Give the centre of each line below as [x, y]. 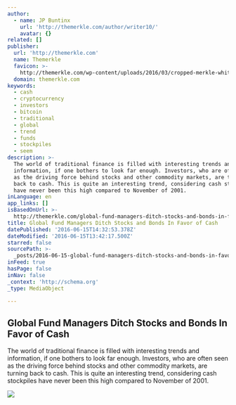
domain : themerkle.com [47, 79]
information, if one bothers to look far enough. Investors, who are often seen [118, 359]
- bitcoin [28, 112]
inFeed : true [26, 262]
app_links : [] [28, 204]
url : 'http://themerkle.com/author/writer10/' [89, 27]
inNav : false [26, 275]
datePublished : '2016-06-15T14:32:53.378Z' [72, 229]
